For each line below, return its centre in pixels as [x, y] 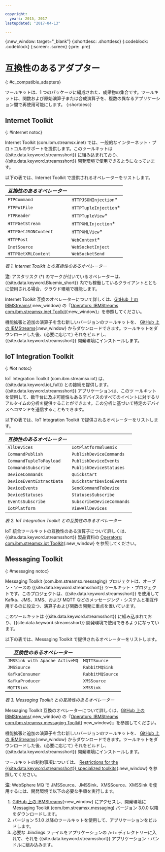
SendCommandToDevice [96, 488]
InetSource [20, 247]
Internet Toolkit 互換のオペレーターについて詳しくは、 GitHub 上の [72, 299]
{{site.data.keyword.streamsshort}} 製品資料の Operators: [64, 537]
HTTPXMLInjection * [94, 224]
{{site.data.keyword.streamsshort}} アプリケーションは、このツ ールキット [81, 390]
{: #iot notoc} [18, 368]
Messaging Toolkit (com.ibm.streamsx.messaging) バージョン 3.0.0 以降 [85, 808]
